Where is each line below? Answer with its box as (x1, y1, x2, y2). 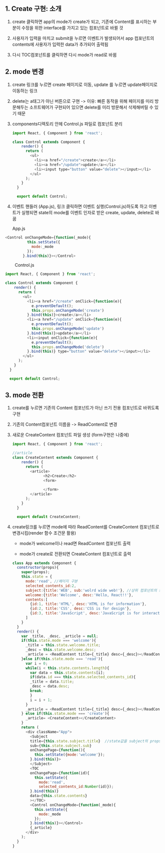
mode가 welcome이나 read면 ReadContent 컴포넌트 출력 (19, 540, 131, 546)
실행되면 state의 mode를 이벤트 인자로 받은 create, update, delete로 (21, 210, 154, 215)
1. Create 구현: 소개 (5, 4, 62, 13)
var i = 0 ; (25, 661, 48, 666)
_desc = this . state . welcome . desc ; (25, 647, 96, 652)
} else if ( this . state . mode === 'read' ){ (21, 656, 103, 661)
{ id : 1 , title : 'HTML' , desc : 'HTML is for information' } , (30, 602, 147, 606)
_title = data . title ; (30, 679, 75, 684)
